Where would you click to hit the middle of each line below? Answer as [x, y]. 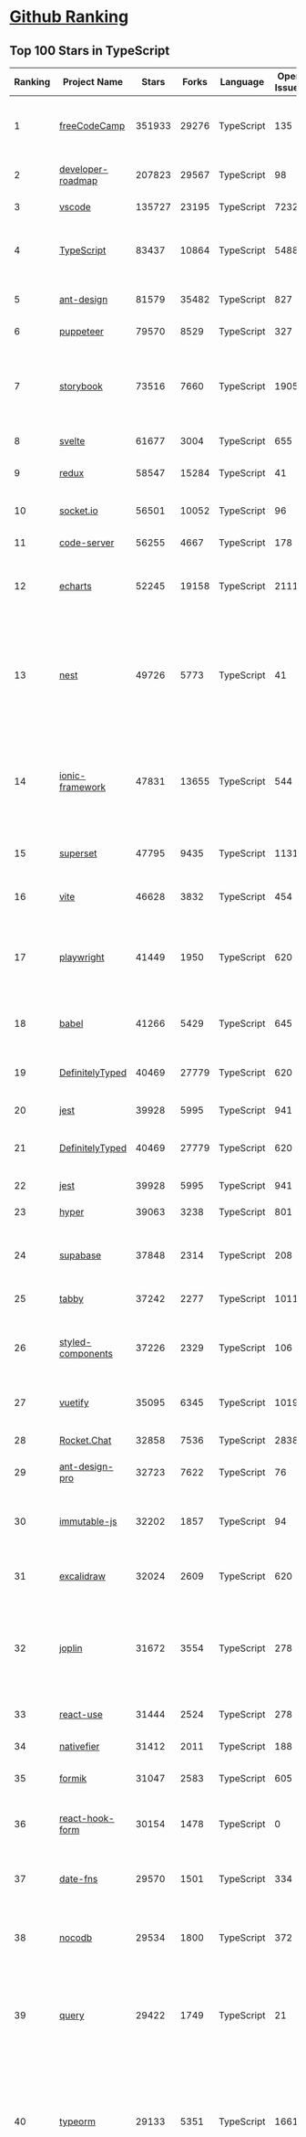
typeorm [77, 2121]
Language [242, 82]
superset [78, 853]
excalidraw [82, 1576]
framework [82, 787]
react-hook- [87, 1818]
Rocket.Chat [85, 1440]
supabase [80, 1255]
